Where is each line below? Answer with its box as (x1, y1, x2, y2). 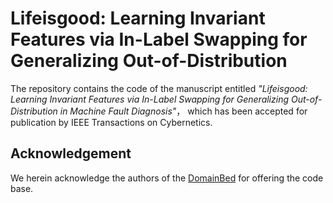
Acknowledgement (10, 145, 132, 162)
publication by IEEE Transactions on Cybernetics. (10, 116, 213, 128)
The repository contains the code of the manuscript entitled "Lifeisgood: (10, 82, 308, 94)
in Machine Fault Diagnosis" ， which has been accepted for (59, 105, 308, 117)
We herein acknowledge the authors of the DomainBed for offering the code (10, 172, 324, 184)
